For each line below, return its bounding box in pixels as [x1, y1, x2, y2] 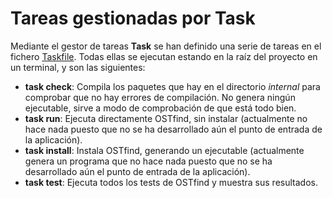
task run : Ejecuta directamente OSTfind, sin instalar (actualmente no [24, 112, 308, 124]
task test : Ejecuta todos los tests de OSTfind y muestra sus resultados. [24, 176, 318, 188]
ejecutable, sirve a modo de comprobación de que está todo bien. [24, 102, 297, 114]
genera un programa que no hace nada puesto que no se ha [24, 155, 273, 167]
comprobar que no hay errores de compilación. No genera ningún [24, 91, 296, 103]
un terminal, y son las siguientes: [10, 61, 146, 73]
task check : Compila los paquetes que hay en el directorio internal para [24, 80, 321, 92]
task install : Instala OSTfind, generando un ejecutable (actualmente [24, 144, 305, 156]
